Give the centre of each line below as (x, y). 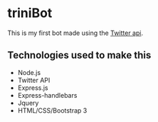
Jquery (28, 103)
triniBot (30, 13)
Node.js (29, 72)
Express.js (33, 88)
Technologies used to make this (79, 55)
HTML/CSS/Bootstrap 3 (52, 110)
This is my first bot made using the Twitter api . (75, 33)
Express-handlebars (47, 95)
